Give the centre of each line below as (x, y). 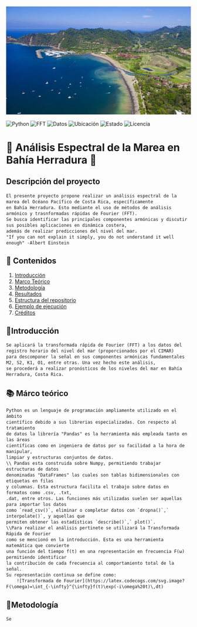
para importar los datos (36, 505)
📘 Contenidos (31, 261)
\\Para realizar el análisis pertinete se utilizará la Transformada (93, 528)
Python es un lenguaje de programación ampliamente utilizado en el (91, 411)
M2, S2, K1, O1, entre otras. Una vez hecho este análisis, (81, 363)
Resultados (28, 294)
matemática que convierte (38, 546)
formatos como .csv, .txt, (39, 493)
